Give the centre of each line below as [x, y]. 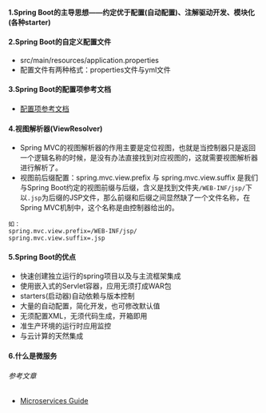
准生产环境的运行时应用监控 [66, 326]
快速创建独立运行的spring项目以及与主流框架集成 [100, 276]
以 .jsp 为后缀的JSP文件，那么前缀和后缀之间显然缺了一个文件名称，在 [135, 198]
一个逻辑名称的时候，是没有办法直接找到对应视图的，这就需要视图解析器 [139, 158]
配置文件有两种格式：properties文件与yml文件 [95, 69]
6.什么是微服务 [33, 356]
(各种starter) [30, 22]
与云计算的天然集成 [52, 336]
